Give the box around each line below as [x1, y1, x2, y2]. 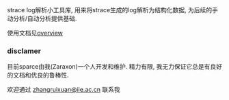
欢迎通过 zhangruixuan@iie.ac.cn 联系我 [7, 86, 121, 94]
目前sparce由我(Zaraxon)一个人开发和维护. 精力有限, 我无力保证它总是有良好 [7, 63, 223, 71]
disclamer [7, 46, 41, 56]
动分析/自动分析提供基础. [7, 14, 77, 22]
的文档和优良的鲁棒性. [7, 71, 70, 80]
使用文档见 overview [7, 29, 63, 37]
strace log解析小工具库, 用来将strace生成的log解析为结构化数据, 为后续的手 [7, 6, 219, 14]
